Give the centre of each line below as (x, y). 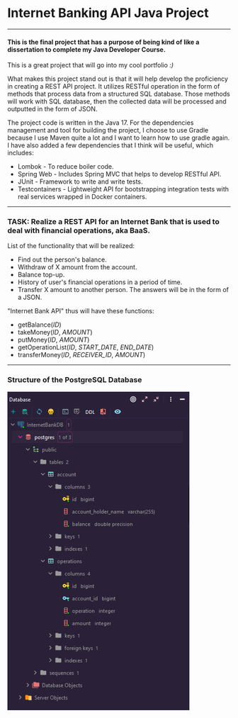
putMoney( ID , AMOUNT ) (53, 340)
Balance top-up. (41, 275)
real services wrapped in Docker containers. (82, 197)
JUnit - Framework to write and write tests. (80, 181)
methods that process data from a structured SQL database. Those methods (119, 94)
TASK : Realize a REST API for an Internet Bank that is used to (113, 222)
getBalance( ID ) (39, 325)
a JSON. (30, 297)
